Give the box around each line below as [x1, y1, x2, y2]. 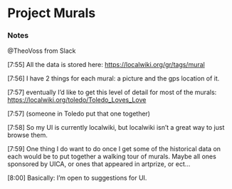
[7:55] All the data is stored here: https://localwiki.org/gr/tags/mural [7, 61, 205, 69]
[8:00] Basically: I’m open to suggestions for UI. [7, 173, 147, 183]
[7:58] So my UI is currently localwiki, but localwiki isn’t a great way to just [7, 123, 225, 132]
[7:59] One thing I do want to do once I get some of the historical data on [7, 145, 221, 153]
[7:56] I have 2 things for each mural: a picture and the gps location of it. [7, 74, 220, 83]
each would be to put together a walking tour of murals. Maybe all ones [7, 152, 217, 161]
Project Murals [7, 5, 96, 21]
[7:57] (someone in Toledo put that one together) [7, 109, 151, 118]
